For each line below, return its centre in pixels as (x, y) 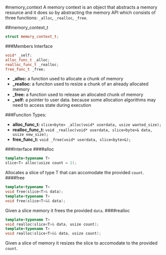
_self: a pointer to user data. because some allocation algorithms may (84, 100)
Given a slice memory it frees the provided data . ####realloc (68, 210)
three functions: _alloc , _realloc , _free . (46, 18)
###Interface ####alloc (30, 149)
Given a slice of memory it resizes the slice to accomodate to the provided (82, 243)
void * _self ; (19, 55)
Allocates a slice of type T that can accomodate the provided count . (75, 173)
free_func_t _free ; (25, 69)
